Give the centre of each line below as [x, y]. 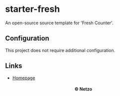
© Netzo [83, 89]
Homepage [24, 78]
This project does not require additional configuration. [60, 50]
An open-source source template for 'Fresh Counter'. [59, 23]
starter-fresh [33, 9]
